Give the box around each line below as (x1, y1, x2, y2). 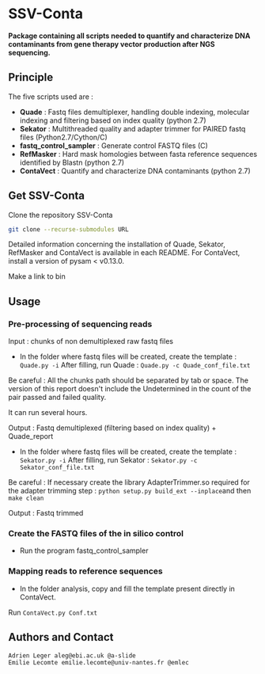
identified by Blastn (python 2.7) (19, 158, 125, 167)
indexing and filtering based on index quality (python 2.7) (19, 116, 207, 125)
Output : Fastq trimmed (8, 508, 84, 518)
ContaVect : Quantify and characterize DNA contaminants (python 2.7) (19, 166, 251, 175)
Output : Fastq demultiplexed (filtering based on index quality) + (8, 423, 217, 432)
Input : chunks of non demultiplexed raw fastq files (8, 337, 174, 346)
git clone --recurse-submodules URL (8, 225, 129, 234)
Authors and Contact (8, 630, 114, 644)
